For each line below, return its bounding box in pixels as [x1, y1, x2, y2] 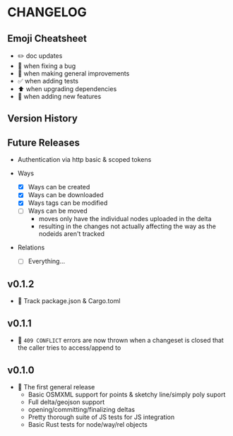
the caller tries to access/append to [17, 343, 121, 352]
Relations [17, 243, 45, 252]
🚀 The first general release [17, 382, 95, 391]
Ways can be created [28, 183, 90, 192]
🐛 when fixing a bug [17, 61, 76, 70]
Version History [7, 112, 78, 124]
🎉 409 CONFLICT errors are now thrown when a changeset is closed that [17, 336, 224, 345]
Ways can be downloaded [28, 191, 104, 199]
